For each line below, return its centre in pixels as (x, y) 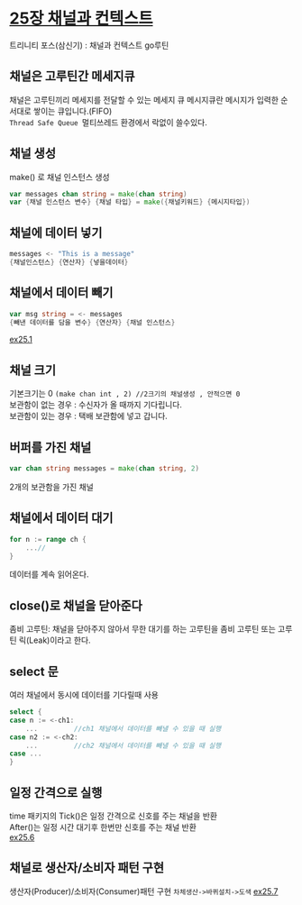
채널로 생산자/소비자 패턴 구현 (87, 868)
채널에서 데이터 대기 (61, 518)
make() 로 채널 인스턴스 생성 (59, 177)
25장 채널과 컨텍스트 (81, 18)
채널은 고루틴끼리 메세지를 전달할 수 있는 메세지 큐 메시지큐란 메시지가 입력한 (144, 99)
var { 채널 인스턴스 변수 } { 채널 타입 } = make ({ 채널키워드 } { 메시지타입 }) (130, 202)
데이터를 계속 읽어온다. (49, 574)
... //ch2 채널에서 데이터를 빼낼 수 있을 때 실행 (124, 745)
